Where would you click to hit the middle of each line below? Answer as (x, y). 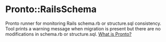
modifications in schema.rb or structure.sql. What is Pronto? (68, 34)
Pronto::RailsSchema (51, 9)
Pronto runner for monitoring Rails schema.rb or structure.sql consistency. (84, 23)
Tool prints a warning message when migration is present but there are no (83, 28)
